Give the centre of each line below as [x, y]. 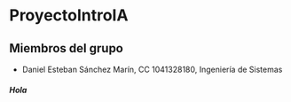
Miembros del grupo [67, 48]
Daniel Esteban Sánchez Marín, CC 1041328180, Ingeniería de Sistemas [152, 69]
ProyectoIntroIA [69, 16]
